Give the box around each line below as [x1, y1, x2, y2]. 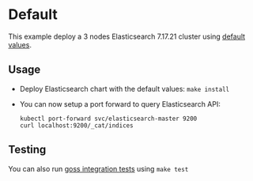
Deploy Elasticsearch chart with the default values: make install [19, 84, 230, 93]
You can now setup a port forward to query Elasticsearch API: [19, 99, 221, 108]
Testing [8, 143, 47, 156]
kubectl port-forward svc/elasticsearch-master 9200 [19, 115, 198, 123]
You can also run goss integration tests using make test [8, 164, 189, 173]
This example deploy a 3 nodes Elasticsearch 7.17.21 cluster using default [8, 32, 246, 41]
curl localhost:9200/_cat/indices [19, 121, 134, 130]
